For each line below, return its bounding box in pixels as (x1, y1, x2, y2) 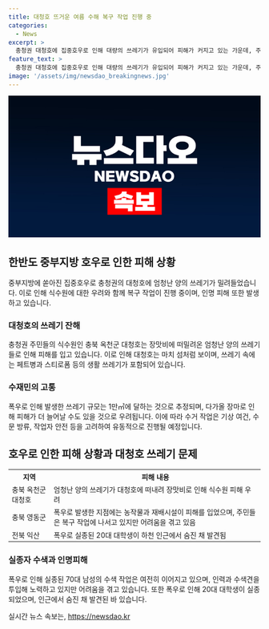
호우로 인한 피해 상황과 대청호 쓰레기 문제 (8, 447, 198, 461)
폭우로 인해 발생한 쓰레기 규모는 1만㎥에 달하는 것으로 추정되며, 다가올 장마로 (8, 401, 247, 411)
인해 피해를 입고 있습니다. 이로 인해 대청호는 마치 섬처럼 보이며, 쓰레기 (22, 349, 241, 360)
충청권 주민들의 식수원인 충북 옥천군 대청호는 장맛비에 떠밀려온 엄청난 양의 (8, 340, 239, 349)
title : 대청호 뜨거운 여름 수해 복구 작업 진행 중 (8, 13, 152, 21)
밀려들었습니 (217, 278, 257, 288)
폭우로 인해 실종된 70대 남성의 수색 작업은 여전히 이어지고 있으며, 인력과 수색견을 (8, 574, 260, 584)
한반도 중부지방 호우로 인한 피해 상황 (8, 255, 176, 268)
